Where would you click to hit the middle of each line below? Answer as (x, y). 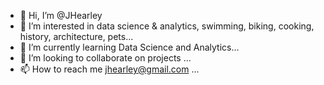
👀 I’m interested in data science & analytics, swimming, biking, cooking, (167, 26)
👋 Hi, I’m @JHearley (61, 15)
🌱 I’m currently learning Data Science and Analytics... (129, 47)
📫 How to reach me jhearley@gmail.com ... (109, 69)
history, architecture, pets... (76, 36)
